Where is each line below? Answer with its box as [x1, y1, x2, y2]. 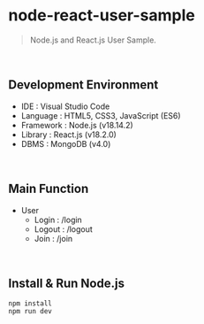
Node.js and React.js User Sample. [29, 35, 156, 45]
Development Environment [8, 77, 159, 93]
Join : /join [34, 233, 73, 243]
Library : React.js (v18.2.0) [20, 129, 117, 140]
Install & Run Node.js [8, 275, 125, 290]
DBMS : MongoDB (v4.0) [20, 138, 111, 149]
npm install [8, 299, 52, 308]
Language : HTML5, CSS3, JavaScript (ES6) [20, 110, 182, 120]
